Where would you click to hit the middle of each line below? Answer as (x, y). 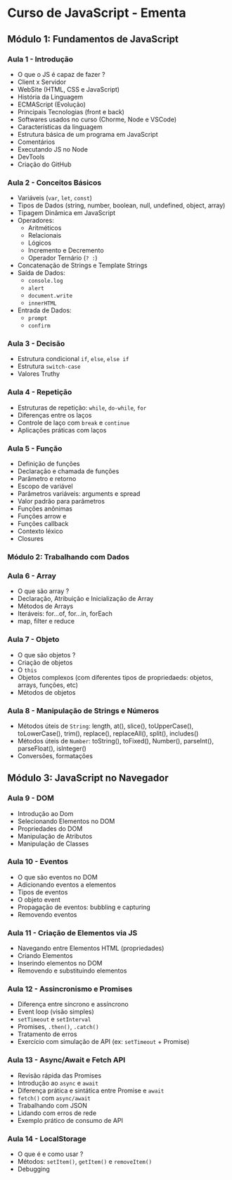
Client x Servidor (42, 82)
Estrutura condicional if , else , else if (73, 359)
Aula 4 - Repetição (40, 392)
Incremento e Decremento (66, 250)
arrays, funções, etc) (48, 685)
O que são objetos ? (46, 655)
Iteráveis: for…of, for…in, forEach (65, 614)
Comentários (36, 142)
